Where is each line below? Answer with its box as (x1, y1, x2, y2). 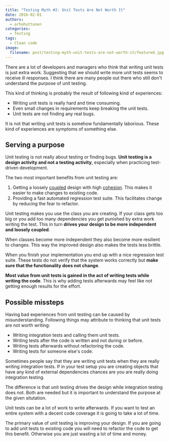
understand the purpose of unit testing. (5, 80, 87, 86)
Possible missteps (5, 298, 64, 306)
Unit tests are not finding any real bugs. (12, 110, 95, 117)
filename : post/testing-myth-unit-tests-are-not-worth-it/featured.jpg (10, 50, 164, 55)
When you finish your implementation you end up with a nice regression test (5, 252, 164, 258)
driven (5, 165, 19, 171)
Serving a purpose (5, 140, 65, 149)
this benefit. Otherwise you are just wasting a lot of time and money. (5, 431, 148, 437)
